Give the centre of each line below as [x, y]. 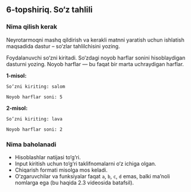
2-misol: [17, 108]
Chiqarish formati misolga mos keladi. [61, 170]
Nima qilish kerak [32, 27]
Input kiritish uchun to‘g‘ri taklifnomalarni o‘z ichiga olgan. [85, 163]
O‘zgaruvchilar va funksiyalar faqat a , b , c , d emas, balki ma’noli [92, 176]
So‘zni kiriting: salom [36, 86]
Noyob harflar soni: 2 [34, 129]
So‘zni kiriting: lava [34, 119]
